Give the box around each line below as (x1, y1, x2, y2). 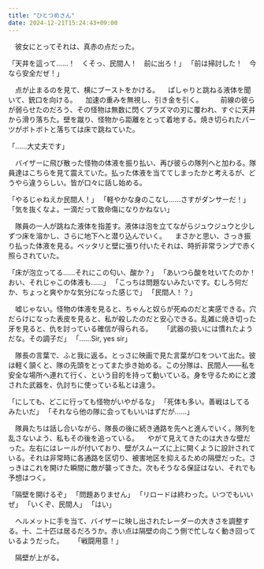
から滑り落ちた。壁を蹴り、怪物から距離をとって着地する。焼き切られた (8, 114, 243, 124)
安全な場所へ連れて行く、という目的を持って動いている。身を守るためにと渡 (8, 370, 256, 380)
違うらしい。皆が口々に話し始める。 (28, 178, 147, 187)
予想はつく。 (8, 473, 50, 482)
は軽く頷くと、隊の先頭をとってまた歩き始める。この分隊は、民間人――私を (8, 360, 256, 369)
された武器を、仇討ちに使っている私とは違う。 (8, 380, 160, 389)
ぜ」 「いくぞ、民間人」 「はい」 (8, 499, 116, 509)
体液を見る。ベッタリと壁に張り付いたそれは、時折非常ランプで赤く (35, 241, 257, 250)
